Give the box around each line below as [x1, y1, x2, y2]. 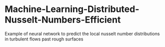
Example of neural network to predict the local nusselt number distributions [4, 30, 160, 36]
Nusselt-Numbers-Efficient [4, 14, 121, 25]
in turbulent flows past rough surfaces [4, 36, 83, 42]
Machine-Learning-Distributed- [4, 3, 139, 15]
